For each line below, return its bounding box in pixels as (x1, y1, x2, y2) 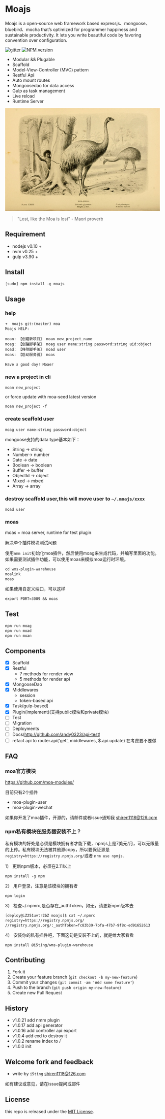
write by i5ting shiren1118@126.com (12, 1071, 86, 1077)
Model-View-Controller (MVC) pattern (12, 66, 89, 72)
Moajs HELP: (5, 327, 29, 331)
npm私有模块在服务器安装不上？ (5, 828, 82, 835)
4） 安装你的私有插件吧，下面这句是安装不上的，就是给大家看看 (5, 932, 134, 938)
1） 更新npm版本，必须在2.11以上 (5, 863, 72, 869)
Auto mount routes (12, 77, 50, 83)
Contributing (5, 956, 45, 964)
